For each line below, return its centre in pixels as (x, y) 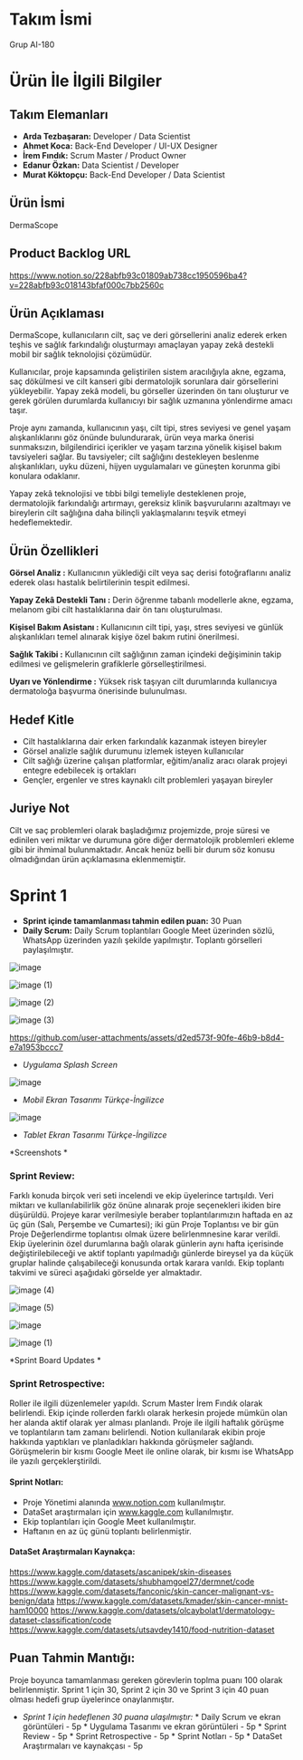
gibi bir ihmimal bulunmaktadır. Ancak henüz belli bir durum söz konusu (142, 849)
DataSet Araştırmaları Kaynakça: (72, 1552)
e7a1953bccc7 (36, 1047)
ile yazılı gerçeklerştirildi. (56, 1461)
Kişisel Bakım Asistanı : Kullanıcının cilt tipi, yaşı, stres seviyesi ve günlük (147, 627)
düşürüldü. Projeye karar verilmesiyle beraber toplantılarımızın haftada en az (151, 1215)
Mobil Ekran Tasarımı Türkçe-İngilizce (93, 1100)
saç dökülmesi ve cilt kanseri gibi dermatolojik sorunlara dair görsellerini (144, 381)
